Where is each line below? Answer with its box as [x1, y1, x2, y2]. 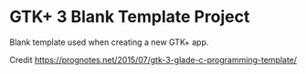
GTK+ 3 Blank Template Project [9, 6, 250, 27]
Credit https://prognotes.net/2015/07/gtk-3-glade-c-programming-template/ [9, 54, 298, 65]
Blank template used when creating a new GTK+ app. [9, 37, 209, 48]
